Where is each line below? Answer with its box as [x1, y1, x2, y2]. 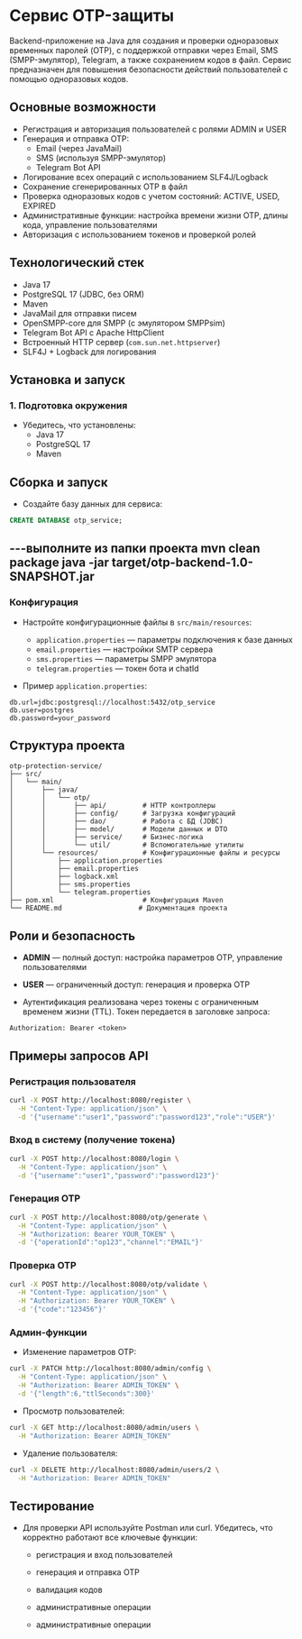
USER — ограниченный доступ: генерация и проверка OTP [22, 979, 251, 990]
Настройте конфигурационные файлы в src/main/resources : [22, 617, 252, 627]
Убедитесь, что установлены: [22, 420, 137, 431]
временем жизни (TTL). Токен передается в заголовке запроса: [22, 1006, 270, 1017]
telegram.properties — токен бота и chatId [35, 663, 200, 673]
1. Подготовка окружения [9, 398, 128, 411]
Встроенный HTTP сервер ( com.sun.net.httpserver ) [22, 336, 221, 347]
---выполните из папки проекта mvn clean [9, 541, 261, 556]
